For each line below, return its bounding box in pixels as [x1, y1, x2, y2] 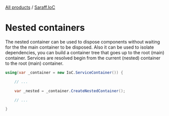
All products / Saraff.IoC [5, 5, 56, 10]
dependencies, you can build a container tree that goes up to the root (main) [5, 49, 164, 55]
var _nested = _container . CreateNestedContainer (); [14, 88, 125, 93]
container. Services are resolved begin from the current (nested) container [5, 55, 161, 61]
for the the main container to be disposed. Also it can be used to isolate [5, 44, 154, 50]
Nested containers [5, 22, 85, 33]
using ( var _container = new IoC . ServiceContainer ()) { [5, 70, 123, 75]
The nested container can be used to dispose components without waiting [5, 38, 160, 45]
